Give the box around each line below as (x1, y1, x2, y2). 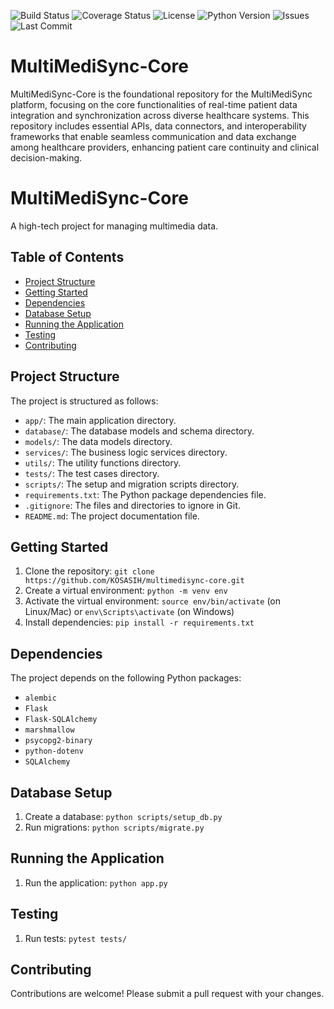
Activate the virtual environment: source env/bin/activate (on (24, 595, 282, 607)
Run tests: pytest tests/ (24, 932, 128, 944)
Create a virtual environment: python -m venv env (24, 585, 228, 597)
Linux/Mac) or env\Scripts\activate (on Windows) (24, 606, 235, 618)
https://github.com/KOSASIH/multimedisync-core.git (24, 576, 245, 586)
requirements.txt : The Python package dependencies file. (24, 488, 267, 500)
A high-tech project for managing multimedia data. (10, 220, 219, 232)
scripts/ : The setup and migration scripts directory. (24, 478, 240, 490)
